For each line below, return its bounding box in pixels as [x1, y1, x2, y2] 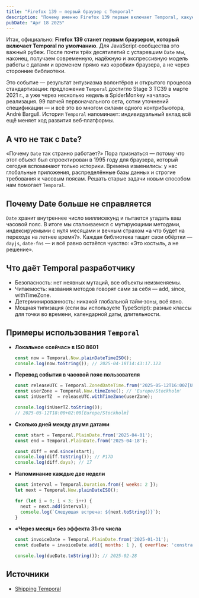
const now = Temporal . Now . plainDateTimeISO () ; [14, 355, 132, 361]
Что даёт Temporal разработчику [6, 263, 136, 273]
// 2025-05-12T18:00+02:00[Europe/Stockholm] [14, 410, 129, 416]
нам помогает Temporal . [6, 182, 66, 189]
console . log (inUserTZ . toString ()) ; [14, 404, 103, 410]
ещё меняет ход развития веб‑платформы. [6, 117, 114, 124]
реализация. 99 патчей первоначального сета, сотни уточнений [6, 98, 169, 105]
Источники [6, 569, 49, 580]
